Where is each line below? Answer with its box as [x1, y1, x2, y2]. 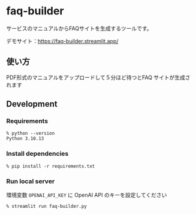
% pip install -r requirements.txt [6, 163, 95, 169]
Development [6, 99, 58, 109]
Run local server [6, 177, 55, 185]
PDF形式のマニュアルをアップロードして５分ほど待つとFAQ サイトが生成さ [6, 74, 191, 81]
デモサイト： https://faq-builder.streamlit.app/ [6, 37, 119, 44]
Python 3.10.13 [6, 136, 44, 142]
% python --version [6, 131, 55, 137]
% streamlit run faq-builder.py [6, 204, 87, 210]
